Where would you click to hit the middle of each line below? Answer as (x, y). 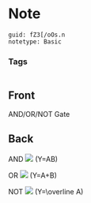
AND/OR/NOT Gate (39, 115)
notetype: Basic (35, 41)
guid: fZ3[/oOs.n (37, 35)
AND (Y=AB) (33, 159)
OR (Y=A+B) (33, 175)
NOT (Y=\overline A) (46, 191)
